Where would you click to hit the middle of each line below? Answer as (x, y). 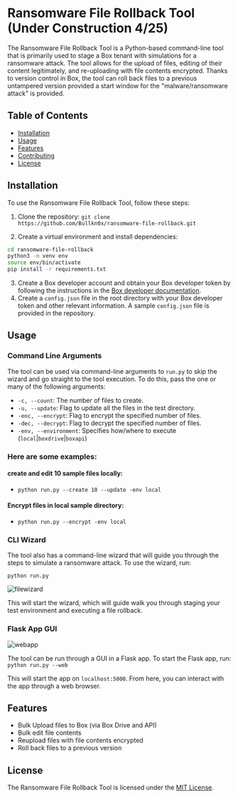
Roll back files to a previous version (70, 748)
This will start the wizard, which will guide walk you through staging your (114, 603)
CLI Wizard (27, 540)
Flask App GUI (32, 629)
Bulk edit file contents (49, 733)
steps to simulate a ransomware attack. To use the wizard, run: (99, 563)
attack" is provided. (36, 93)
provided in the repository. (56, 313)
